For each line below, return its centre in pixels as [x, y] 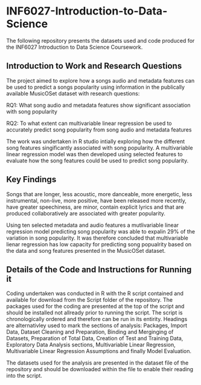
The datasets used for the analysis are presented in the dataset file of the [97, 363]
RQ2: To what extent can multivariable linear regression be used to [89, 123]
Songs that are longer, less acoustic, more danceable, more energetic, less [99, 194]
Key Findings [31, 180]
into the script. [24, 376]
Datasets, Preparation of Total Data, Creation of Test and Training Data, [95, 339]
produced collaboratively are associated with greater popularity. [86, 213]
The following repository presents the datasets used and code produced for [101, 40]
